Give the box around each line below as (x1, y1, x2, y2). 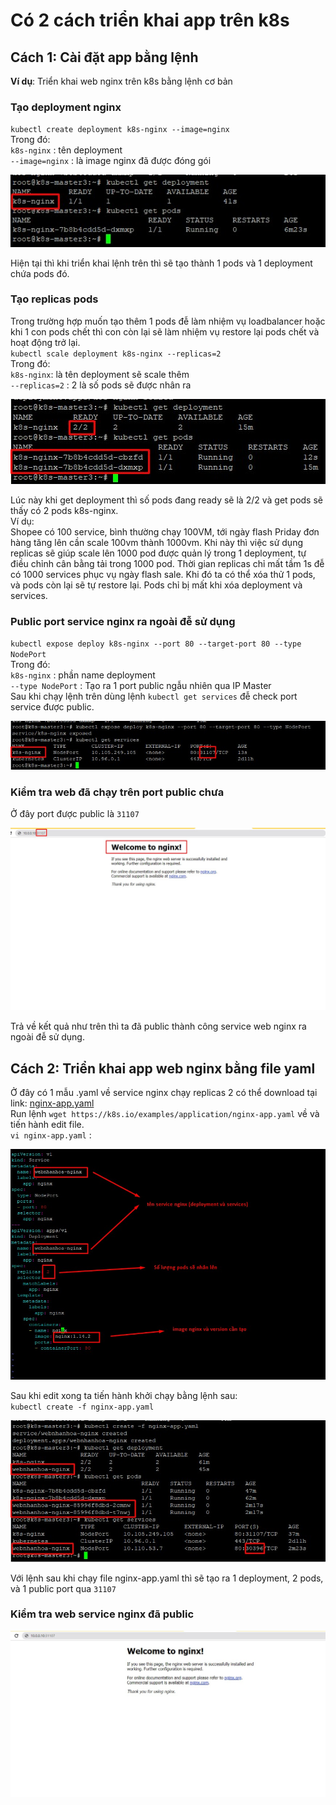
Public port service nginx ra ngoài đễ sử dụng (10, 614, 236, 628)
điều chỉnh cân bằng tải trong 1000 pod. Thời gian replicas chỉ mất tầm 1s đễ (10, 557, 325, 569)
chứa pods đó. (10, 267, 70, 279)
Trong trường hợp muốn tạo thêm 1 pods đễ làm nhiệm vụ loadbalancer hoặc (10, 315, 326, 327)
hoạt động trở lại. (10, 336, 81, 348)
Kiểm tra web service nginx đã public (10, 1607, 195, 1621)
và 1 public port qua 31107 (10, 1582, 117, 1594)
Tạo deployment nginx (10, 100, 122, 114)
